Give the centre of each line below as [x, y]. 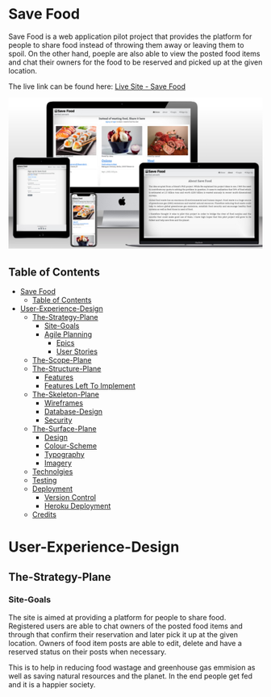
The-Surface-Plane [64, 428]
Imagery [58, 463]
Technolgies [52, 471]
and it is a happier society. [52, 684]
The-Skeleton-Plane [65, 394]
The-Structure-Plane [67, 368]
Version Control [70, 497]
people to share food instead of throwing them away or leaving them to [126, 44]
